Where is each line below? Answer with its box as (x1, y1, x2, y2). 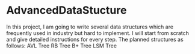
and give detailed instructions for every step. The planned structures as (6, 36, 184, 43)
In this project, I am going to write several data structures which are (6, 23, 173, 30)
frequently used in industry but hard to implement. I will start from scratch (6, 29, 190, 36)
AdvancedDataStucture (6, 4, 127, 17)
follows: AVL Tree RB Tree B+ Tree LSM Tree (6, 42, 117, 49)
